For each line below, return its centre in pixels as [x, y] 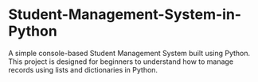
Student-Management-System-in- [125, 15]
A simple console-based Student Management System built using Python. [129, 53]
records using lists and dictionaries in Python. [83, 69]
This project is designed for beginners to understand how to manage [121, 61]
